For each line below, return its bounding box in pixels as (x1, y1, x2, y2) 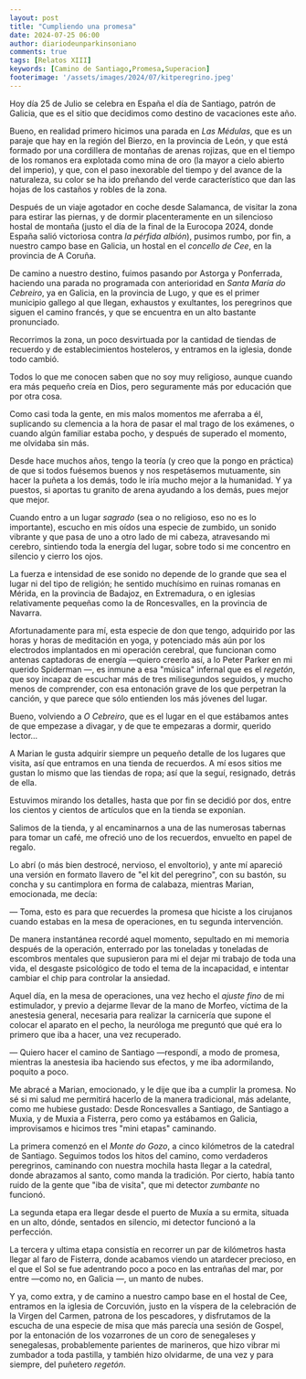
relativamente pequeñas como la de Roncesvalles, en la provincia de (9, 597, 268, 608)
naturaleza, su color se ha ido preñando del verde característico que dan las (9, 174, 296, 185)
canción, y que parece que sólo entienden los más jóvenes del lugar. (9, 692, 268, 704)
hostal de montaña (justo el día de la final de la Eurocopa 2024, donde (9, 220, 274, 231)
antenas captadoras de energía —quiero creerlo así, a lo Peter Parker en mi (9, 654, 293, 665)
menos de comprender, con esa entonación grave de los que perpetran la (9, 683, 287, 694)
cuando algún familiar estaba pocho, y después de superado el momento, (9, 427, 288, 439)
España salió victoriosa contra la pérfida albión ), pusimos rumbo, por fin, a (9, 230, 291, 241)
